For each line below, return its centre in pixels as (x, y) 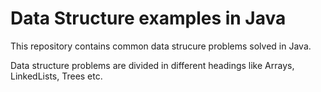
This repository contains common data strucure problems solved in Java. (161, 46)
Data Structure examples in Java (148, 18)
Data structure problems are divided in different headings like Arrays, (152, 65)
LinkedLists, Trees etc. (56, 76)
